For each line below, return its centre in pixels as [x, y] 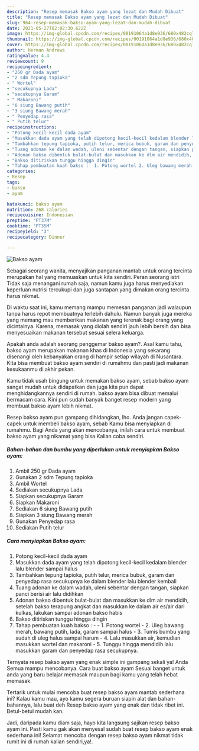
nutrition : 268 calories [37, 210]
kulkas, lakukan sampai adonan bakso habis [69, 612]
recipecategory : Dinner [36, 237]
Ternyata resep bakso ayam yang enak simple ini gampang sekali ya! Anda [97, 662]
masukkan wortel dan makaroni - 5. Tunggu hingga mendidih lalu [94, 644]
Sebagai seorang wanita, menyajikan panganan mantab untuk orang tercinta [99, 271]
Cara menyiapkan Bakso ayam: [46, 541]
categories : [21, 171]
